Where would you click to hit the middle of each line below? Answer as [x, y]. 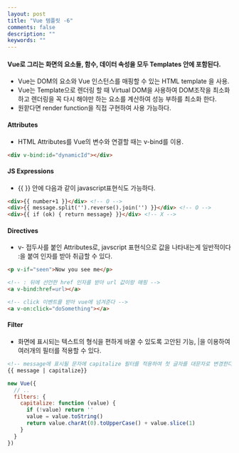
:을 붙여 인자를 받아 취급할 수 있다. [65, 256]
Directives [23, 230]
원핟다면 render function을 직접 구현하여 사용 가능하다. [95, 108]
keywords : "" [27, 41]
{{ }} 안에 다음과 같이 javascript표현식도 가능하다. [86, 188]
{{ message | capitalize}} [47, 370]
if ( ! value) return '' [60, 410]
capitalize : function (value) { [68, 403]
